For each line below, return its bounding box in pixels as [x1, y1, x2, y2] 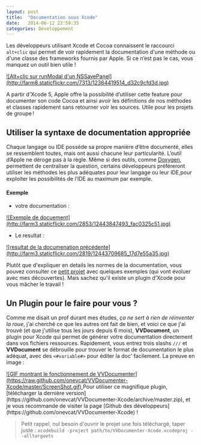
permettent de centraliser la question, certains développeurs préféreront [6, 163, 185, 170]
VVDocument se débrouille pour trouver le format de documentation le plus [6, 346, 194, 353]
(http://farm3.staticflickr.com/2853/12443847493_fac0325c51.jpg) [6, 220, 171, 228]
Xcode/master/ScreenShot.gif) [6, 383, 82, 390]
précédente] [80, 244, 111, 251]
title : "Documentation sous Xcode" [6, 14, 98, 20]
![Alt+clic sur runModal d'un [6, 73, 76, 80]
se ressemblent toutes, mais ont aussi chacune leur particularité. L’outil [6, 150, 182, 157]
